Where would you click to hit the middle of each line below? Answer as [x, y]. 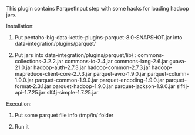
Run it [22, 126]
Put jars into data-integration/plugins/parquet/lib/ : [75, 55]
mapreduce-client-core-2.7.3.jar [53, 74]
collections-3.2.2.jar [39, 61]
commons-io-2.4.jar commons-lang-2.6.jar [116, 61]
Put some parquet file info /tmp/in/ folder [64, 115]
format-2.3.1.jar [33, 86]
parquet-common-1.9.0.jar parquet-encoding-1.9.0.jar [100, 80]
